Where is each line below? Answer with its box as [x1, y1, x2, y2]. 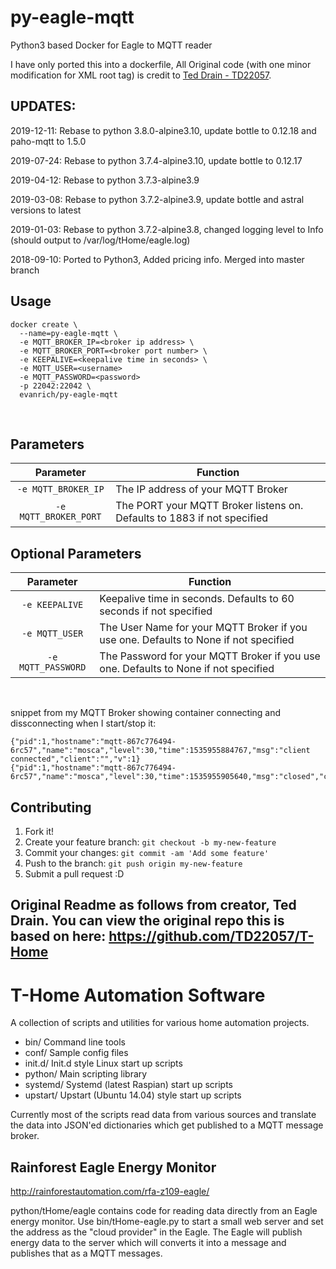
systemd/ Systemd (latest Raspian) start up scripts [24, 1079, 233, 1091]
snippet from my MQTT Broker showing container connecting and [10, 707, 282, 719]
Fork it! [24, 826, 55, 837]
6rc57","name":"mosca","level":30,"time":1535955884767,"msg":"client [10, 746, 311, 756]
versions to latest [10, 204, 82, 216]
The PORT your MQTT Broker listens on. [115, 499, 304, 513]
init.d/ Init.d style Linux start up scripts [24, 1057, 183, 1070]
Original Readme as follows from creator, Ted [10, 897, 297, 914]
